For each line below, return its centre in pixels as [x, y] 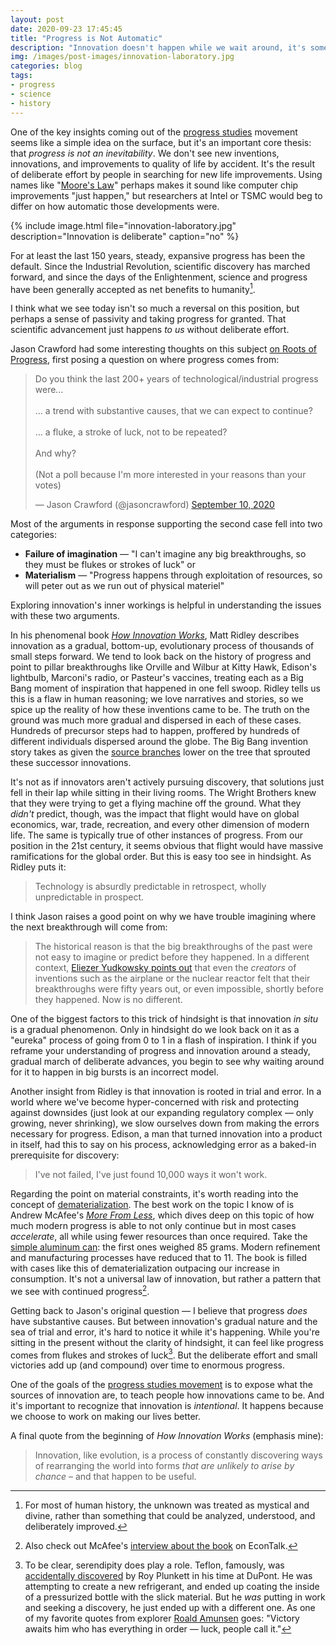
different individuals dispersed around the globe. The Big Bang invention [159, 742]
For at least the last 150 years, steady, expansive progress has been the [158, 255]
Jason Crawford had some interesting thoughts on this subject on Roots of [163, 349]
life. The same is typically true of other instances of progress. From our [156, 835]
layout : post [37, 19]
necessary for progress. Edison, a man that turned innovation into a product [166, 1134]
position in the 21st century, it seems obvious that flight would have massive [167, 846]
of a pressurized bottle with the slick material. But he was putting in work [175, 1597]
